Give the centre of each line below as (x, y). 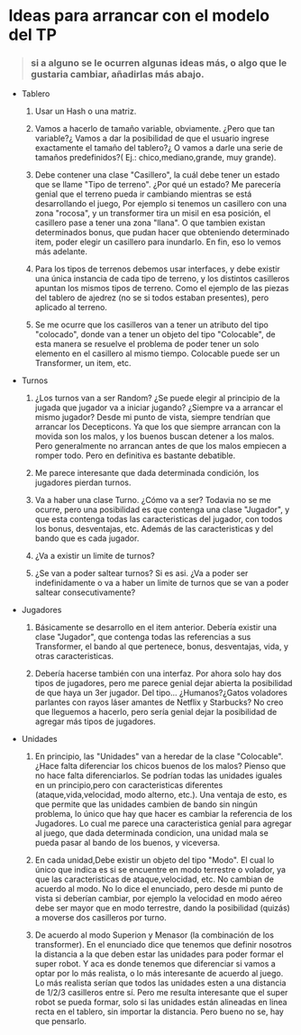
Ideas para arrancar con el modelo (139, 16)
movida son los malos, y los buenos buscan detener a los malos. (155, 436)
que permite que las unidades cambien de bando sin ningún (146, 804)
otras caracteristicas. (74, 656)
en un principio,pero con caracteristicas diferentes (129, 785)
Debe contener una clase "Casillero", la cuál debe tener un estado (157, 175)
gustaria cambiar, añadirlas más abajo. (117, 75)
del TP (33, 35)
